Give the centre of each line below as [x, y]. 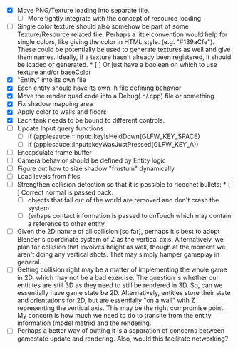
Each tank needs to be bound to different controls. [91, 120]
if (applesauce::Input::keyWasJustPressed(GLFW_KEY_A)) [113, 144]
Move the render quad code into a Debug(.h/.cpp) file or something [115, 96]
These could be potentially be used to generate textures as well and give [124, 50]
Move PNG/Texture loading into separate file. [83, 10]
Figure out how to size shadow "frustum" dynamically [96, 168]
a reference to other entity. [67, 224]
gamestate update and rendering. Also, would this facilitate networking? [123, 339]
